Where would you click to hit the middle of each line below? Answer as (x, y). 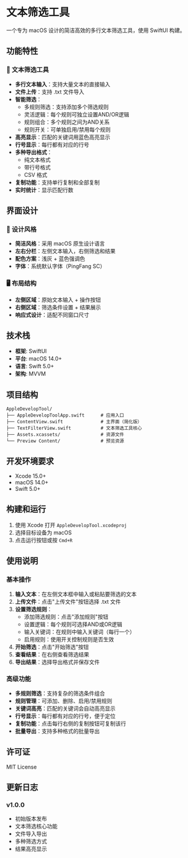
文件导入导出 (31, 834)
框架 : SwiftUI (31, 351)
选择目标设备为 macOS (43, 533)
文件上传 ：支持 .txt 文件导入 (49, 92)
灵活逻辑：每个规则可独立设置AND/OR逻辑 (77, 114)
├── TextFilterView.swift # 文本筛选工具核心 (74, 428)
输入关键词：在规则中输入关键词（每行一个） (80, 632)
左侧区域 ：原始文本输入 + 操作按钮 (58, 299)
